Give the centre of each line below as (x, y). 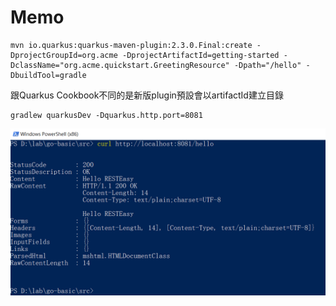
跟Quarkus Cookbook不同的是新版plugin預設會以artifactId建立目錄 (147, 95)
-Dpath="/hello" (267, 65)
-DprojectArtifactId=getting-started (200, 55)
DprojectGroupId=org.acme (64, 55)
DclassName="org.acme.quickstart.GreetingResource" (120, 65)
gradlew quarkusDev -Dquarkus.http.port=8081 (106, 115)
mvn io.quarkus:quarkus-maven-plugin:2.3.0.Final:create (131, 45)
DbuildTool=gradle (48, 75)
